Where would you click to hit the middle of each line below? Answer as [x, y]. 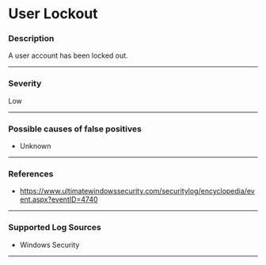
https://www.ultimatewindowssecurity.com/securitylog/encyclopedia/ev [137, 191]
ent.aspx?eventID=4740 [59, 199]
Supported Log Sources [55, 228]
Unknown [35, 146]
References [31, 174]
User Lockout [53, 14]
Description [31, 39]
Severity [25, 84]
